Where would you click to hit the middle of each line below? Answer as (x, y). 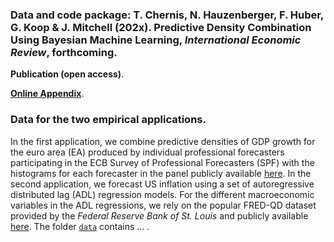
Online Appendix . (47, 94)
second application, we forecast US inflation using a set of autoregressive (162, 184)
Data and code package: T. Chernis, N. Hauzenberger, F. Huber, (167, 15)
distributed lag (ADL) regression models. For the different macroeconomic (162, 194)
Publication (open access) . (67, 74)
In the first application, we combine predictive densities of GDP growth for (163, 141)
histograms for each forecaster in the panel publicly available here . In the (161, 173)
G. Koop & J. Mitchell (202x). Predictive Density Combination (161, 27)
